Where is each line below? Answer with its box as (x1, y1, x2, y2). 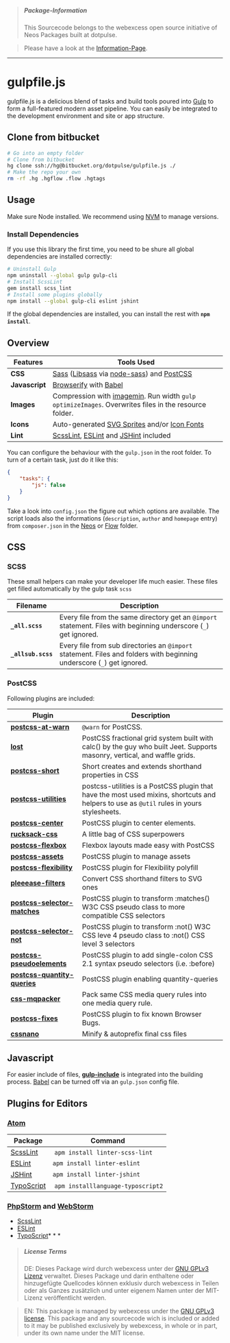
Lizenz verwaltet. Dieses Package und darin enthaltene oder (23, 1272, 194, 1280)
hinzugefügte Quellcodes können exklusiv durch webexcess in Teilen (23, 1279, 219, 1287)
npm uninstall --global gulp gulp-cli (7, 272, 118, 279)
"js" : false (31, 482, 66, 489)
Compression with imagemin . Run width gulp (52, 392, 196, 401)
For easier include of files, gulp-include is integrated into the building (7, 1071, 203, 1079)
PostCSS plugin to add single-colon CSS (81, 950, 214, 960)
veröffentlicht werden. (44, 1294, 107, 1302)
